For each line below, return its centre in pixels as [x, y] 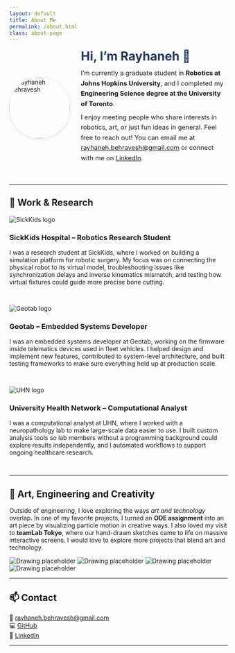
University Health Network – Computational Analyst [98, 408]
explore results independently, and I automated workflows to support [108, 446]
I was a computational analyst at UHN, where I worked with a [96, 423]
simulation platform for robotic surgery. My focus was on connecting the [113, 260]
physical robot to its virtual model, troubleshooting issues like [97, 267]
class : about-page [36, 33]
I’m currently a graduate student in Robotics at [151, 73]
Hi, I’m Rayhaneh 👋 [136, 57]
